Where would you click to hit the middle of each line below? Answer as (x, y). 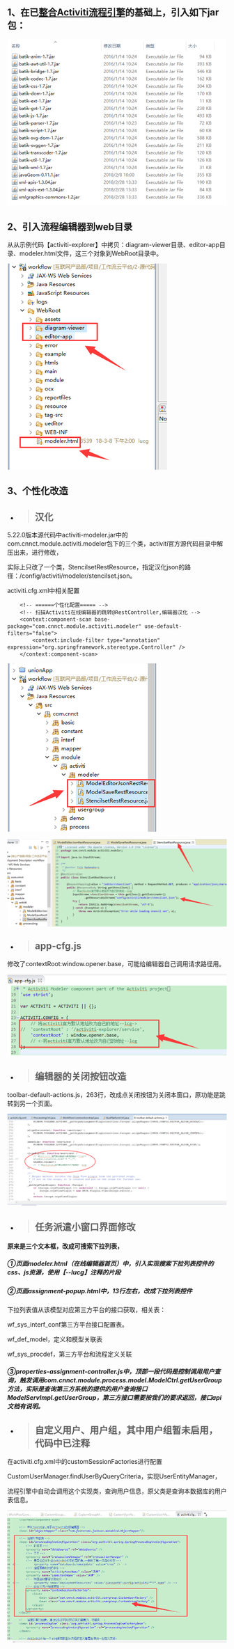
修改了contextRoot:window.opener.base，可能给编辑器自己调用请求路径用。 (116, 963)
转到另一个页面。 (32, 1103)
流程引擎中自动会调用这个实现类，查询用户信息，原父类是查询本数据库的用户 (117, 1491)
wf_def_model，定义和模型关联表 (55, 1339)
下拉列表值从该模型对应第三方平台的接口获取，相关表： (86, 1310)
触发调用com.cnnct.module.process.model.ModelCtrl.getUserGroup (120, 1380)
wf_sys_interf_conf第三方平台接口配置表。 (68, 1325)
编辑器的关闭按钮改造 (80, 1076)
